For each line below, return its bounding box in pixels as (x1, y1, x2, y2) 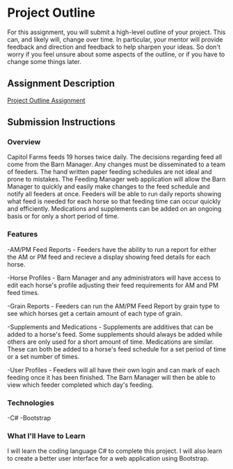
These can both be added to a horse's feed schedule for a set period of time (7, 344, 227, 353)
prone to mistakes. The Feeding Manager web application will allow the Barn (7, 175, 226, 184)
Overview (7, 137, 41, 147)
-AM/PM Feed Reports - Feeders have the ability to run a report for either (7, 245, 217, 253)
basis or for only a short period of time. (7, 212, 120, 221)
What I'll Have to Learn (7, 431, 86, 440)
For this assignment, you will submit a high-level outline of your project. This (7, 28, 226, 36)
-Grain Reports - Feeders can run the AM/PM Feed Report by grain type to (7, 301, 220, 310)
